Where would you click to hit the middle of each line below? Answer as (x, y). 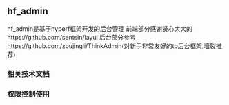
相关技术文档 (29, 73)
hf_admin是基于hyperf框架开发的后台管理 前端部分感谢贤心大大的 (100, 28)
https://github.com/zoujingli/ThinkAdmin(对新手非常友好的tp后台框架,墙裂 (111, 46)
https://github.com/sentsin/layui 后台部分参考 (71, 37)
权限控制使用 (29, 94)
